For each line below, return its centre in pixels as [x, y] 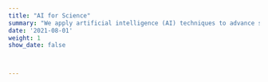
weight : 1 [25, 38]
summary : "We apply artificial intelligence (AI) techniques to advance [132, 23]
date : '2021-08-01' [41, 30]
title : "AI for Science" [49, 16]
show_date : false [37, 45]
